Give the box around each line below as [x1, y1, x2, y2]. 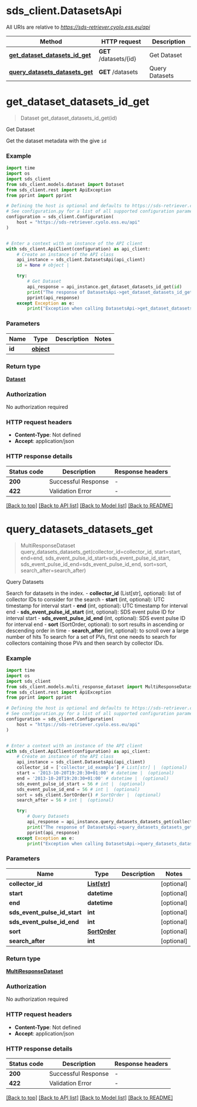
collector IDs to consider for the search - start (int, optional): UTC [6, 595, 165, 602]
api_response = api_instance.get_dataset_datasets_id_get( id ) [27, 283, 182, 290]
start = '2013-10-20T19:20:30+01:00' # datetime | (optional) [16, 770, 175, 776]
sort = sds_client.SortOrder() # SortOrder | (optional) [16, 792, 161, 798]
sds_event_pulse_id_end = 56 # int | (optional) [16, 786, 141, 793]
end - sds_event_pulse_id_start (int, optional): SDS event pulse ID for [6, 608, 175, 615]
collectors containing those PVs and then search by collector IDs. [6, 639, 164, 646]
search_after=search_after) [20, 567, 86, 574]
